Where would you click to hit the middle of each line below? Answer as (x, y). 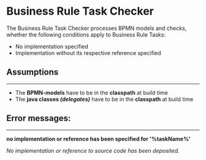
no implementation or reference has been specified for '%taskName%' (99, 139)
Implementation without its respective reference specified (88, 53)
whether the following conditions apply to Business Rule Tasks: (86, 34)
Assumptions (32, 72)
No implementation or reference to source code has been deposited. (93, 150)
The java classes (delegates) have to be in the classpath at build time (104, 99)
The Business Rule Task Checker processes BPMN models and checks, (97, 28)
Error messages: (39, 118)
